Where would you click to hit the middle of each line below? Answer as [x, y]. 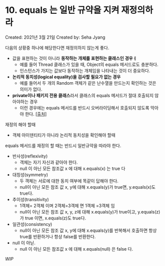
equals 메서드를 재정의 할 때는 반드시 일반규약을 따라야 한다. [63, 145]
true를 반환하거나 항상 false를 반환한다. [58, 236]
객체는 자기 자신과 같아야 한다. [49, 162]
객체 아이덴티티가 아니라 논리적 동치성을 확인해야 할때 [64, 135]
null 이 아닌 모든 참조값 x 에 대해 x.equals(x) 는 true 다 [72, 168]
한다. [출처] [36, 114]
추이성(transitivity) [31, 199]
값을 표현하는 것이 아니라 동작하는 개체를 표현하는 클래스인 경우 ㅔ [75, 58]
